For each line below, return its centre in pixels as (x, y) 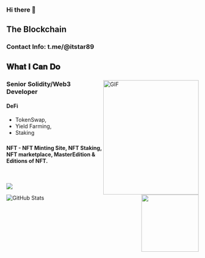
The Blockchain (37, 30)
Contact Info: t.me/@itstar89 (50, 47)
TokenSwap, (31, 120)
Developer (22, 91)
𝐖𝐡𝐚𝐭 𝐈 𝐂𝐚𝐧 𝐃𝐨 (34, 66)
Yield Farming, (33, 126)
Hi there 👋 (21, 10)
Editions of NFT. (27, 161)
